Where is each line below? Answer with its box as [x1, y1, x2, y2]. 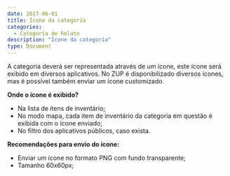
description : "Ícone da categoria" [7, 36, 111, 43]
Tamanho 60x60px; [17, 161, 74, 169]
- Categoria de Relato [13, 29, 80, 37]
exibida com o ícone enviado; [17, 119, 103, 127]
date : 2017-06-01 [7, 10, 58, 18]
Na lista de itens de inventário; [17, 104, 106, 112]
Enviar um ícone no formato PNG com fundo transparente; [17, 154, 186, 162]
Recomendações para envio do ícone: [7, 140, 120, 148]
